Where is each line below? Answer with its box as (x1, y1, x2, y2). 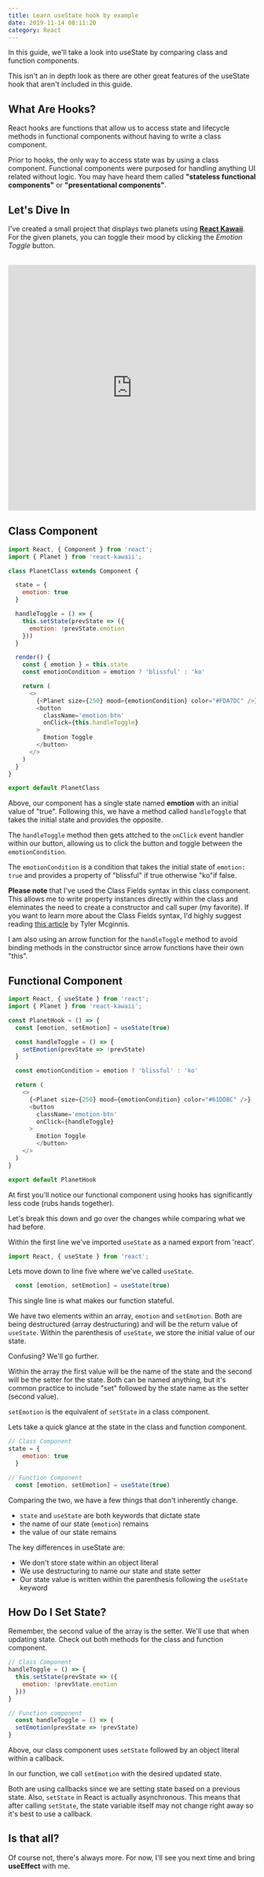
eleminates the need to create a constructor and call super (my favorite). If (8, 902, 249, 913)
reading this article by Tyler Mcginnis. (8, 920, 130, 929)
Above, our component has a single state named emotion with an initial (8, 798, 239, 808)
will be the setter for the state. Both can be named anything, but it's (8, 1375, 226, 1385)
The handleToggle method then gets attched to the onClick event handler (8, 831, 244, 840)
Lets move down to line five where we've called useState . (8, 1267, 194, 1276)
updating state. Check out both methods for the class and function (8, 1635, 224, 1644)
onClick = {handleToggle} (36, 1118, 114, 1126)
